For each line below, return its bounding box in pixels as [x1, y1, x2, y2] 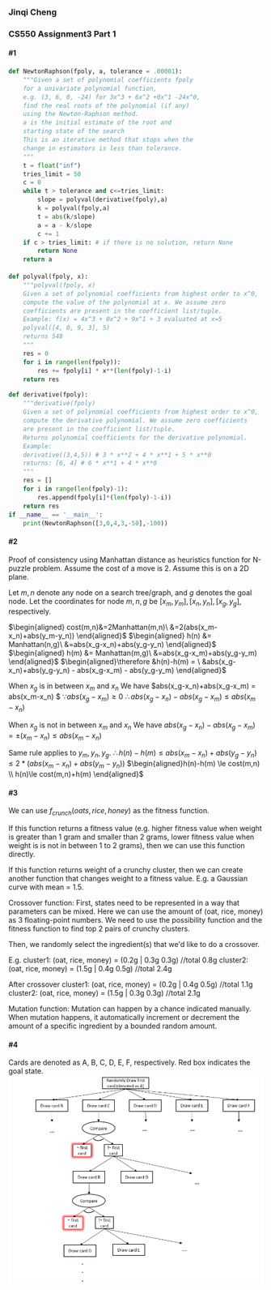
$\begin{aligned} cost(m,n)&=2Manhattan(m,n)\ [8, 623, 168, 632]
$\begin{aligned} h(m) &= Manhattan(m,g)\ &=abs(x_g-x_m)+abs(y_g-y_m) [8, 648, 257, 658]
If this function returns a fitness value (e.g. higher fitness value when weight [8, 824, 263, 833]
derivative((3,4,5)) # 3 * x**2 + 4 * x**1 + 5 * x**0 [23, 451, 212, 459]
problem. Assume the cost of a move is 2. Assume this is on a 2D [32, 563, 249, 573]
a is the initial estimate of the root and [23, 118, 172, 127]
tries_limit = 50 [23, 169, 82, 178]
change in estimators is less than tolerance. [23, 144, 183, 152]
